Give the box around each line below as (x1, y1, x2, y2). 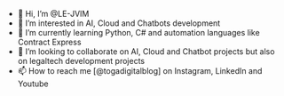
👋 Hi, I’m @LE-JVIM (17, 9, 90, 19)
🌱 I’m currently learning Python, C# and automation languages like (17, 28, 260, 37)
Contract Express (17, 36, 82, 47)
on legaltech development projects (17, 56, 145, 66)
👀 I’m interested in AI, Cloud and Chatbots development (17, 18, 221, 28)
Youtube (17, 78, 49, 89)
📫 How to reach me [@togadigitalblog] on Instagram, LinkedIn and (17, 66, 263, 76)
